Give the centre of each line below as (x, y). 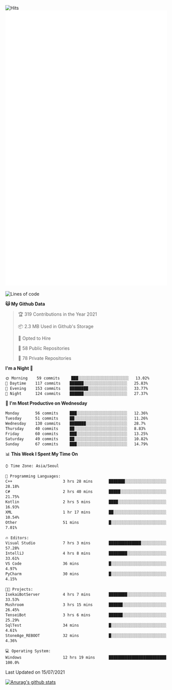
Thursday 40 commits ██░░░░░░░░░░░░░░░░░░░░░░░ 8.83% (75, 429)
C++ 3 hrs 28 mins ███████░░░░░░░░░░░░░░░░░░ (86, 481)
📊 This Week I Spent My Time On (42, 454)
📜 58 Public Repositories (44, 348)
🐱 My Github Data (25, 304)
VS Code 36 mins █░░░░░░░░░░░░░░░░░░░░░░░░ (86, 564)
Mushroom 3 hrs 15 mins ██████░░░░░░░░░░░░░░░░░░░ (86, 605)
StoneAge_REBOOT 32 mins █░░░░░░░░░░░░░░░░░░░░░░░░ (86, 635)
